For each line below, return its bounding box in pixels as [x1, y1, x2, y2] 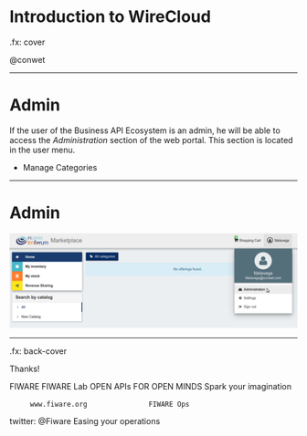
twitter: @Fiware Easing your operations [9, 416, 161, 427]
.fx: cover [9, 36, 46, 47]
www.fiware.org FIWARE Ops [29, 400, 190, 410]
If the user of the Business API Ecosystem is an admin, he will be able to [9, 125, 281, 136]
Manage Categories [22, 161, 98, 172]
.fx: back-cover [9, 346, 68, 357]
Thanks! [9, 363, 40, 375]
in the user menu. [9, 144, 76, 155]
